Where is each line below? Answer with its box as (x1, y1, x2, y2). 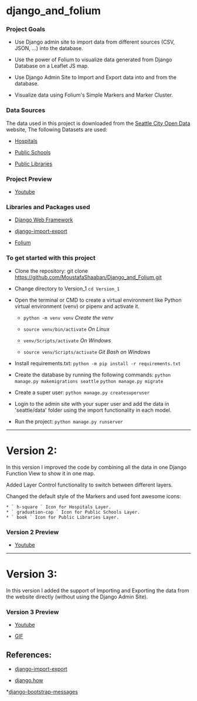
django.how (14, 676, 43, 684)
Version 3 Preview (6, 608, 59, 616)
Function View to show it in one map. (6, 469, 96, 477)
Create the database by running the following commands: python (14, 371, 171, 378)
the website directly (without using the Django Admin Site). (6, 593, 148, 600)
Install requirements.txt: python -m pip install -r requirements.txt (14, 359, 181, 366)
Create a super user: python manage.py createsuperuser (14, 389, 150, 396)
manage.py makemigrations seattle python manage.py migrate (14, 378, 164, 384)
